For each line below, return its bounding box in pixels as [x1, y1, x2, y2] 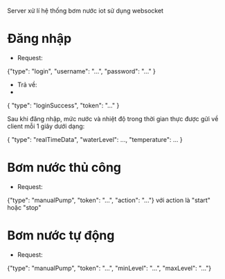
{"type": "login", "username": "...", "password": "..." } [7, 66, 156, 75]
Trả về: [17, 80, 37, 89]
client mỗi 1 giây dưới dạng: [7, 122, 85, 130]
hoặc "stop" [7, 203, 42, 211]
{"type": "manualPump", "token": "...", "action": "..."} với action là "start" [7, 196, 211, 204]
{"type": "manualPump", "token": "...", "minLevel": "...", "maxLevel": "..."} [7, 264, 212, 272]
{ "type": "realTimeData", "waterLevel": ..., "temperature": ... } [7, 135, 183, 143]
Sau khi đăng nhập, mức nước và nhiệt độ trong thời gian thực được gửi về [7, 114, 219, 123]
